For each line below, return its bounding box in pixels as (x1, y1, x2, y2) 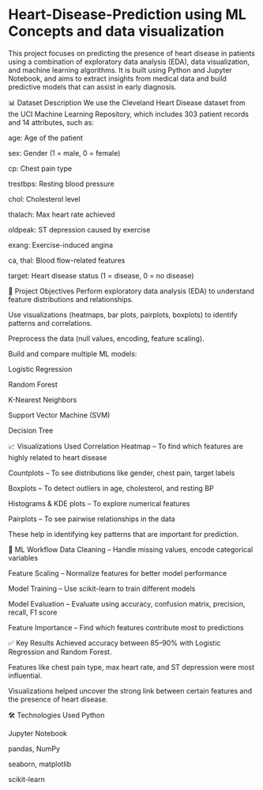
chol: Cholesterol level (8, 194, 81, 203)
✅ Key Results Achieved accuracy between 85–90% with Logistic (8, 638, 221, 648)
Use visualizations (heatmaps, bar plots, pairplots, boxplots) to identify (8, 310, 239, 319)
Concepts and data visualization (8, 22, 225, 40)
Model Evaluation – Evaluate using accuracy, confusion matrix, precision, (8, 599, 246, 608)
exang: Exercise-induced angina (8, 240, 113, 250)
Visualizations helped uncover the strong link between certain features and (8, 686, 253, 695)
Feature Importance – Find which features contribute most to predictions (8, 622, 244, 632)
